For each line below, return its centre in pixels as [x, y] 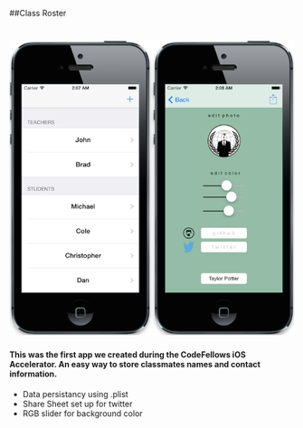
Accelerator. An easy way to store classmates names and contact [135, 365]
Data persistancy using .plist [75, 394]
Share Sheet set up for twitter [77, 404]
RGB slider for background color [82, 413]
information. [33, 374]
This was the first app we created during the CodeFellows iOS [128, 355]
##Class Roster [38, 13]
